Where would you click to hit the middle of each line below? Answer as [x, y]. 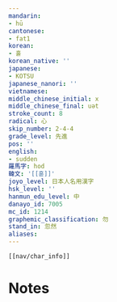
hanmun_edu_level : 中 [44, 196]
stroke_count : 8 [36, 114]
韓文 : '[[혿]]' [32, 174]
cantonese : [27, 31]
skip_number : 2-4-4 [41, 129]
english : [23, 151]
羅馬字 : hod [27, 167]
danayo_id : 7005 [36, 204]
